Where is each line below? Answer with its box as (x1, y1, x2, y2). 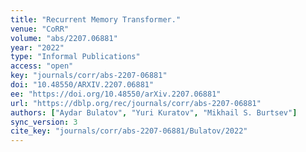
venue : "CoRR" (10, 24, 70, 34)
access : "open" (10, 61, 74, 71)
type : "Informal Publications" (10, 52, 141, 62)
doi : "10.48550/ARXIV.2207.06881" (10, 80, 155, 90)
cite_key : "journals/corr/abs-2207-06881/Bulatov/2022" (10, 126, 248, 136)
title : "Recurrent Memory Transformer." (10, 14, 182, 25)
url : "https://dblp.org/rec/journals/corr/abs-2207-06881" (10, 98, 262, 108)
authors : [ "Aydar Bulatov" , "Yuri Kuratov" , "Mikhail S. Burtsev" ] (10, 107, 298, 118)
